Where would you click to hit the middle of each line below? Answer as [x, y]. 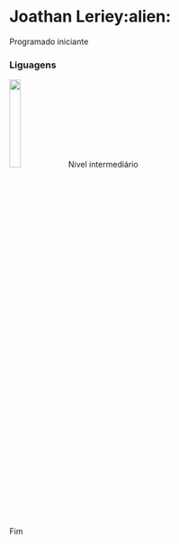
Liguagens [33, 65]
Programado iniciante [49, 41]
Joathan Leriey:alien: [90, 17]
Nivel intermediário [103, 165]
